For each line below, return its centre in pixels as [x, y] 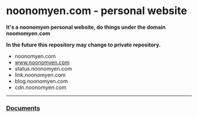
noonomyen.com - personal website [97, 11]
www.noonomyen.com [42, 62]
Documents [23, 108]
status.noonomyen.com [43, 68]
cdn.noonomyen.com [40, 87]
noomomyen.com [28, 33]
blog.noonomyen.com [41, 81]
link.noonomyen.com [40, 75]
